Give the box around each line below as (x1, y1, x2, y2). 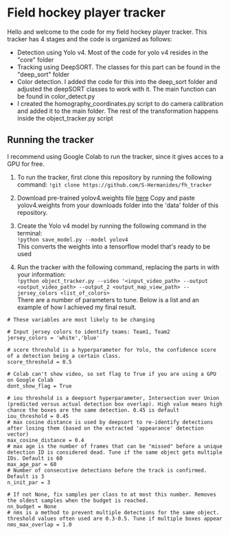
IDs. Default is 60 (7, 454, 63, 462)
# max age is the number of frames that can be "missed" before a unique (7, 443, 223, 450)
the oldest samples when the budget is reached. (7, 497, 149, 504)
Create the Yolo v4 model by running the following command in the (16, 222, 207, 230)
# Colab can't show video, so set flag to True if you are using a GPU (7, 370, 216, 377)
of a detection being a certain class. (7, 353, 122, 359)
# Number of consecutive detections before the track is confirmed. (7, 467, 207, 474)
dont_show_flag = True (7, 382, 72, 390)
